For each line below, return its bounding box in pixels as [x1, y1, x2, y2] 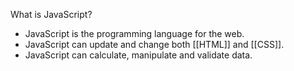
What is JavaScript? [10, 9, 93, 20]
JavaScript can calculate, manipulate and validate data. [24, 49, 253, 61]
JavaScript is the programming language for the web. [24, 28, 245, 39]
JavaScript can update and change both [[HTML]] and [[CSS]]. [24, 39, 285, 50]
